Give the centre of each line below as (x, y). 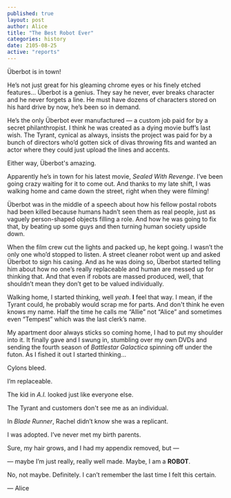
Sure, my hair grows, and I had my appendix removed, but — (93, 448)
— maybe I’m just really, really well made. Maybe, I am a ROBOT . (99, 461)
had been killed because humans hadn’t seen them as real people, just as (111, 212)
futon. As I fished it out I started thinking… (67, 354)
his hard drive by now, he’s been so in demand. (74, 107)
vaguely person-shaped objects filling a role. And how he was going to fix (112, 219)
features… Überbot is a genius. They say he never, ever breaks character (111, 92)
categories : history (37, 39)
